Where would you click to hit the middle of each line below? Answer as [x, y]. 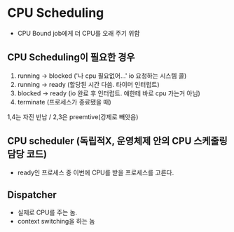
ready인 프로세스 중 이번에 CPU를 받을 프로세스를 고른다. [96, 172]
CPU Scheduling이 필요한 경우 [71, 57]
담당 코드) [27, 155]
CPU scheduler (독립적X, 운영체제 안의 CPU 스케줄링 [117, 141]
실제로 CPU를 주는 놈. [47, 212]
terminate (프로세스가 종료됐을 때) [64, 102]
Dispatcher [32, 195]
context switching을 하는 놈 [56, 221]
